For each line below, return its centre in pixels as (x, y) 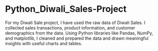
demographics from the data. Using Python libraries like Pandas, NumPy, (79, 33)
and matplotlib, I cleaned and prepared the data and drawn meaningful (77, 38)
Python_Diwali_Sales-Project (66, 9)
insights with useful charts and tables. (44, 43)
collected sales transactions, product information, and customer (70, 27)
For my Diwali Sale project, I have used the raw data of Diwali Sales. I (75, 23)
